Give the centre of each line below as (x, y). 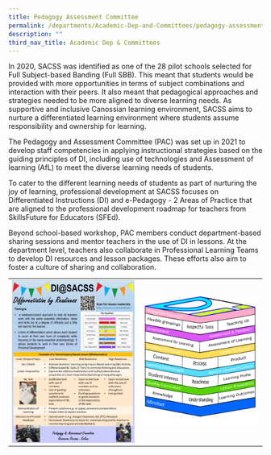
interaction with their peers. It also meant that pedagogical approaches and (133, 92)
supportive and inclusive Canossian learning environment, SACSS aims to (130, 110)
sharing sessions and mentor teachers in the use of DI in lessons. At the (128, 242)
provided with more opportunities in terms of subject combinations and (126, 84)
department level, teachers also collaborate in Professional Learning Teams (133, 250)
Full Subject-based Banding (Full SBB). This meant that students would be (131, 75)
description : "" (35, 34)
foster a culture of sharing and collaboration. (83, 267)
